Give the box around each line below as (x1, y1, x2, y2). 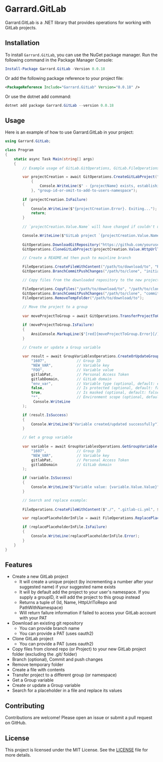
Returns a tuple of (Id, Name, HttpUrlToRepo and (19, 600, 117, 606)
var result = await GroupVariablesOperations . (22, 354, 118, 359)
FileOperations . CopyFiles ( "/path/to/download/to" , (22, 286, 127, 291)
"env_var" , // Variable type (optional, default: (31, 381, 155, 386)
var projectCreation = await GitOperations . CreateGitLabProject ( (22, 175, 158, 179)
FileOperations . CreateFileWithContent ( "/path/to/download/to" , (22, 264, 153, 269)
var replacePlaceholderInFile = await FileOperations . (22, 516, 136, 521)
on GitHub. (5, 720, 27, 726)
